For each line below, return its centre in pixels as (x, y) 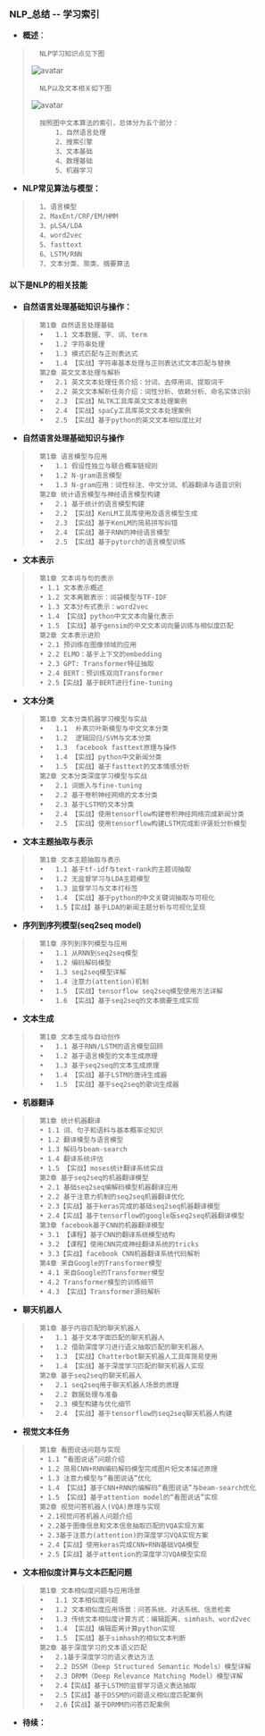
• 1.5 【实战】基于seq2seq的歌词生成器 (110, 1084)
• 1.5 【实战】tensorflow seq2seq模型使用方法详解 (131, 991)
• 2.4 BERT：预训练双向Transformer (101, 673)
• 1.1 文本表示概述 (72, 587)
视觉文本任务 (46, 1431)
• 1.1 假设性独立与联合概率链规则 (99, 466)
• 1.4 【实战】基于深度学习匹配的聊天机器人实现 (122, 1366)
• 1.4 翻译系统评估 (72, 1159)
